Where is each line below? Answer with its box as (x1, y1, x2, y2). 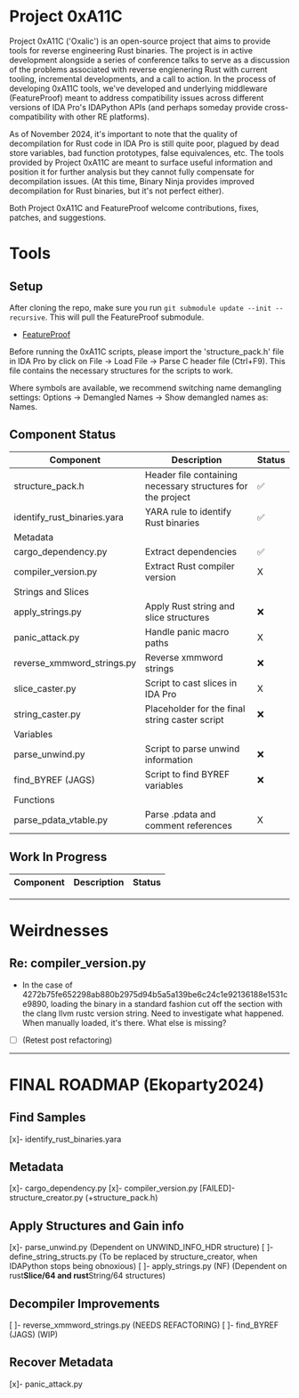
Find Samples (9, 1110, 86, 1126)
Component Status (9, 427, 117, 443)
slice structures (145, 611, 210, 623)
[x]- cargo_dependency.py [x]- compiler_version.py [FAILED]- (9, 1183, 236, 1194)
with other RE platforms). (58, 111, 149, 122)
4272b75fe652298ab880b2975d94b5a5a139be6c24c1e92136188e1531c (21, 988, 288, 999)
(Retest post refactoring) (21, 1035, 113, 1045)
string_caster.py (13, 708, 82, 720)
